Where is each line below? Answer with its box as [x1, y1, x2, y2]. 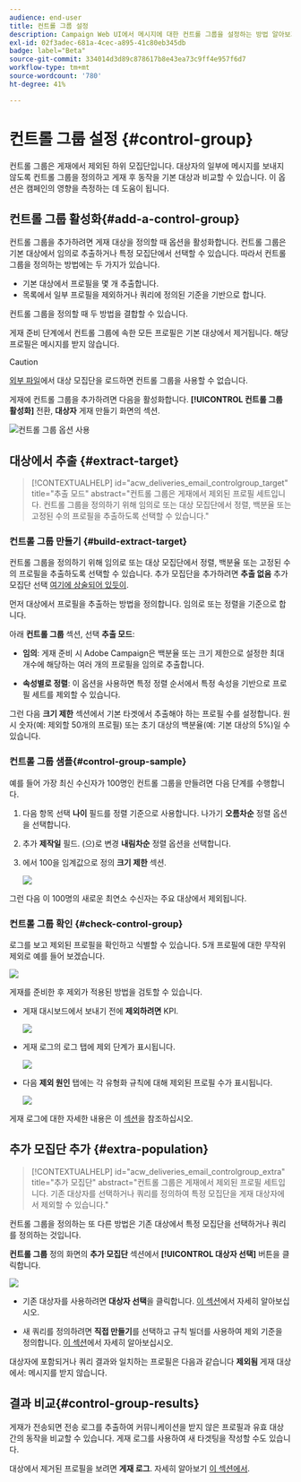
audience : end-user [9, 13, 82, 22]
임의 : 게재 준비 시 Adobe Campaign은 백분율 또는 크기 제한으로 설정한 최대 [21, 648, 285, 659]
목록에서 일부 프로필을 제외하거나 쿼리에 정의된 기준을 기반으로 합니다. [21, 289, 267, 300]
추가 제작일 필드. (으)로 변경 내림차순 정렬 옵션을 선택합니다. [21, 838, 231, 849]
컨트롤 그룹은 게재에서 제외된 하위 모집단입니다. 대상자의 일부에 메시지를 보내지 [9, 160, 285, 171]
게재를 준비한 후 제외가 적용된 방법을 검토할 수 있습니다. [9, 987, 203, 997]
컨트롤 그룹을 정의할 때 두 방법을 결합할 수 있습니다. [9, 308, 188, 319]
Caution [9, 357, 39, 367]
